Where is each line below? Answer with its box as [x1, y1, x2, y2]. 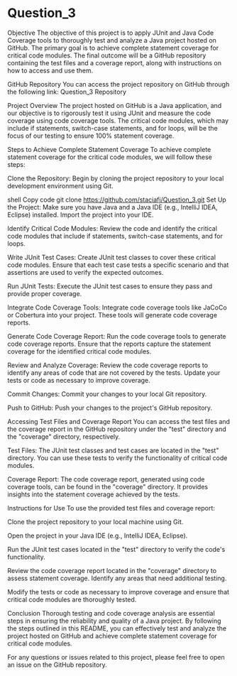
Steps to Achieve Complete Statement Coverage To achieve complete [7, 145, 211, 153]
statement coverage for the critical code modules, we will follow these [7, 153, 213, 161]
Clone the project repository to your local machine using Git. [7, 517, 184, 526]
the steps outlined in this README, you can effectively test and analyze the [7, 623, 227, 633]
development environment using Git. [7, 181, 114, 190]
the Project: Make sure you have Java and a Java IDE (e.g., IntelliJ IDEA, [7, 202, 218, 211]
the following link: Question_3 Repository [7, 87, 126, 96]
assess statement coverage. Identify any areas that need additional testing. [7, 574, 227, 582]
